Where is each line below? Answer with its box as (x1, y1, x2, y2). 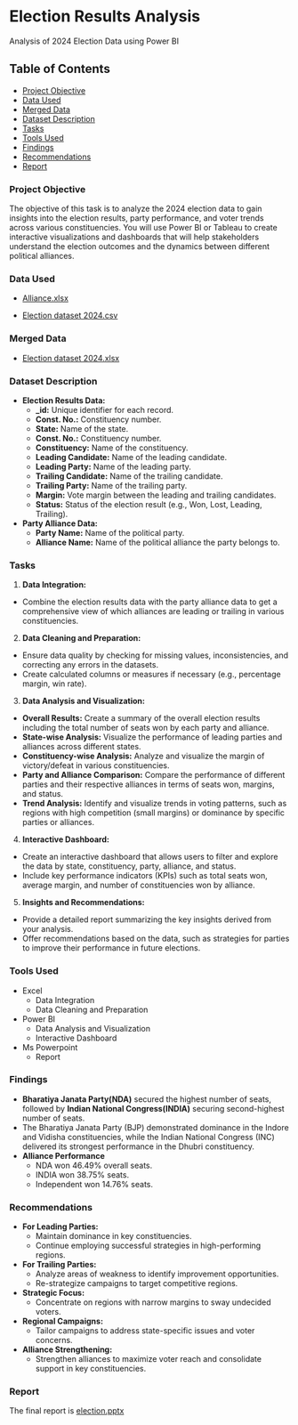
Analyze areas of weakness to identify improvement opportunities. (35, 1268, 279, 1279)
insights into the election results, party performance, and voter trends (9, 213, 264, 223)
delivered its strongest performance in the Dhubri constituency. (21, 1141, 255, 1152)
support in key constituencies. (35, 1364, 147, 1374)
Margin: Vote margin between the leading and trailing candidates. (35, 490, 277, 500)
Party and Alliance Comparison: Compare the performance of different (21, 770, 286, 781)
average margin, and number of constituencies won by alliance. (21, 879, 255, 891)
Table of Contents (9, 61, 111, 77)
